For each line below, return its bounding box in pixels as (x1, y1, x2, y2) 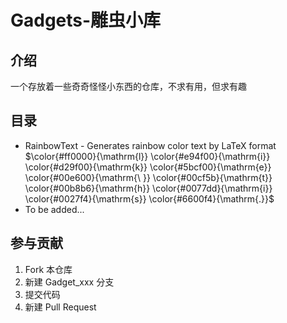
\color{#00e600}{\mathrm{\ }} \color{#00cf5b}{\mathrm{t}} (24, 171, 273, 183)
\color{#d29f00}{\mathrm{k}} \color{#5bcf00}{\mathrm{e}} (24, 161, 272, 173)
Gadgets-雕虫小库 (10, 9, 162, 32)
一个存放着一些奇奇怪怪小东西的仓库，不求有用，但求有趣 (10, 81, 247, 92)
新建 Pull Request (24, 301, 97, 313)
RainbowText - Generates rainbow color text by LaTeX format (24, 139, 277, 151)
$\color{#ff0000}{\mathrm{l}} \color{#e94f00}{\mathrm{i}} (24, 150, 271, 162)
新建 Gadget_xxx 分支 (24, 276, 115, 288)
